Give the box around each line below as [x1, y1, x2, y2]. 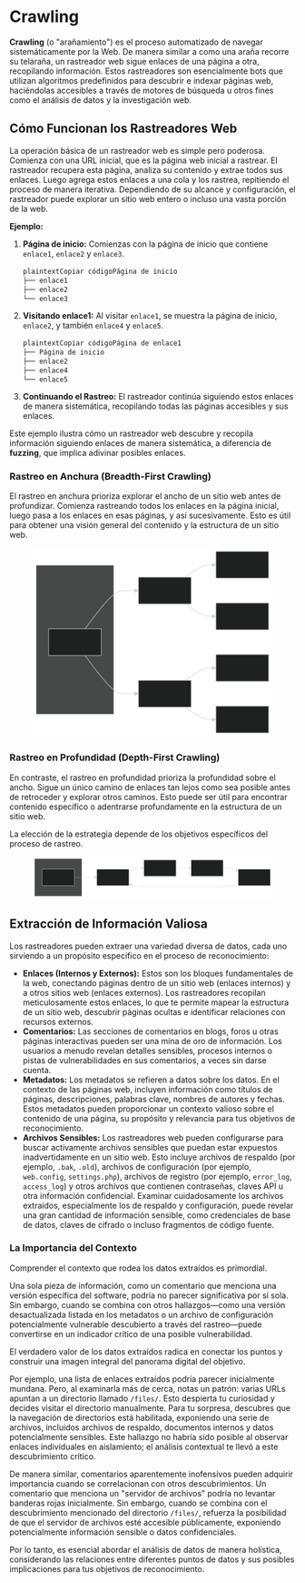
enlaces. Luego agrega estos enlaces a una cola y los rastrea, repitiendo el [9, 174, 290, 185]
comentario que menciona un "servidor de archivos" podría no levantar [9, 1487, 276, 1498]
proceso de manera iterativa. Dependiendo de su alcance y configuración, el [9, 184, 296, 195]
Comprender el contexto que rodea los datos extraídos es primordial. [9, 1263, 268, 1274]
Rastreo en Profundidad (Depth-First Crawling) [9, 751, 221, 764]
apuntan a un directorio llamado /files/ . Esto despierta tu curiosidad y [9, 1393, 275, 1404]
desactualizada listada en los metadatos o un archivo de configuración [9, 1309, 274, 1320]
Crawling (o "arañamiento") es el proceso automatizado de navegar [9, 36, 263, 47]
